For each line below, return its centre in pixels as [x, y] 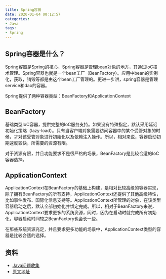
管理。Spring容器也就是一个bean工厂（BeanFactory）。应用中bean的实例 [83, 73]
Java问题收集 [26, 266]
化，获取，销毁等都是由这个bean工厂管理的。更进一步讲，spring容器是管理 [82, 79]
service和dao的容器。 [27, 85]
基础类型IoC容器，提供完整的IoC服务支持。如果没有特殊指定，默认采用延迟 [81, 124]
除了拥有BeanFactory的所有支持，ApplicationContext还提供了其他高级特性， [83, 194]
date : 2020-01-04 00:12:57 [33, 14]
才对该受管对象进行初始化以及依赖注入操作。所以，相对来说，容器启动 [85, 137]
